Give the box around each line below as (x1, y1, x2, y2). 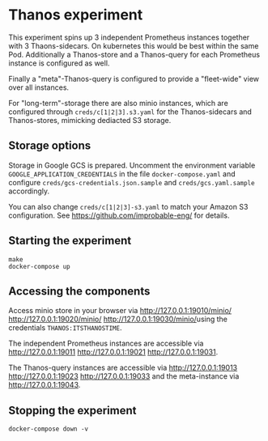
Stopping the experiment (8, 403, 137, 418)
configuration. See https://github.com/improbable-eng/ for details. (8, 210, 230, 220)
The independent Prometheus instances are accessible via (8, 338, 204, 349)
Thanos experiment (8, 6, 143, 24)
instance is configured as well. (8, 58, 110, 68)
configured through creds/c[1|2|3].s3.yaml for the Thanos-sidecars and (8, 107, 253, 117)
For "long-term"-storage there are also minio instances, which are (8, 98, 228, 108)
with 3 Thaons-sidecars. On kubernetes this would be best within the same (8, 40, 259, 50)
